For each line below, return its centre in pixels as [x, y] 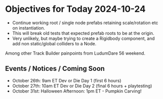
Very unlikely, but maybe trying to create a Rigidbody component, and [83, 38]
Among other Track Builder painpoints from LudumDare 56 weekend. [75, 53]
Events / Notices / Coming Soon [55, 69]
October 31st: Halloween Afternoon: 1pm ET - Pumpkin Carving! [77, 91]
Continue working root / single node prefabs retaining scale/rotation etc [85, 23]
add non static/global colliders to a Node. [54, 43]
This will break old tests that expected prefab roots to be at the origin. [83, 33]
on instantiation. [29, 28]
